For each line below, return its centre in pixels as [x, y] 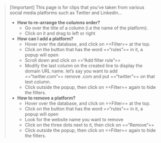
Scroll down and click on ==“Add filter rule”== [73, 60]
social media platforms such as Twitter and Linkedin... [66, 13]
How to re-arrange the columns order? [58, 23]
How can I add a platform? [45, 39]
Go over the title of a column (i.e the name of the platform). [86, 28]
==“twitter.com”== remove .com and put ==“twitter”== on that [90, 76]
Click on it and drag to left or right [60, 33]
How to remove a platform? [46, 98]
